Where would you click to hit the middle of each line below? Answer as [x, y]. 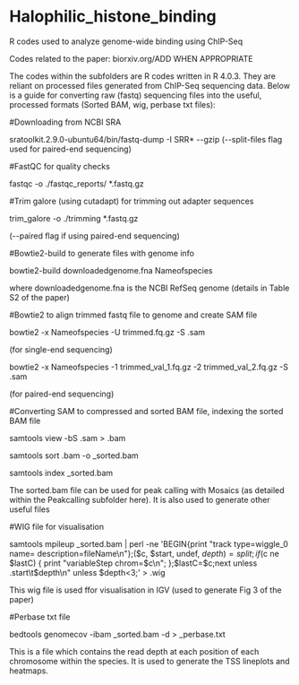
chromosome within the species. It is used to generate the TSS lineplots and [149, 661]
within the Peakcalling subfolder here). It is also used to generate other [140, 499]
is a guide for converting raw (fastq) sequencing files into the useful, [136, 95]
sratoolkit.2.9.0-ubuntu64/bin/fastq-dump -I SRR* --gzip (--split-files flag [146, 139]
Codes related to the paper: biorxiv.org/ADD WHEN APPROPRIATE [131, 58]
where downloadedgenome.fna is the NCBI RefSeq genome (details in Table [149, 288]
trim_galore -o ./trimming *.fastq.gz [74, 218]
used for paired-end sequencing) [71, 149]
